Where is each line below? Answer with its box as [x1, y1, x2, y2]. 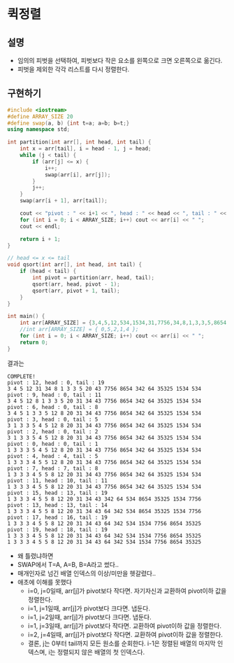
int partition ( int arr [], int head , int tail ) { [7, 139, 152, 146]
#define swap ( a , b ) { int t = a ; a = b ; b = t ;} [7, 120, 130, 127]
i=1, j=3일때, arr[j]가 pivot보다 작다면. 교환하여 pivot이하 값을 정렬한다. [27, 621, 222, 630]
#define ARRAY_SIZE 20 [7, 113, 73, 120]
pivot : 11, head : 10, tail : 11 [7, 477, 108, 484]
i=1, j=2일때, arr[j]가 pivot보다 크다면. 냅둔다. [27, 613, 152, 621]
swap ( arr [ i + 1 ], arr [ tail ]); [20, 197, 108, 204]
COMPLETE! [7, 372, 36, 380]
